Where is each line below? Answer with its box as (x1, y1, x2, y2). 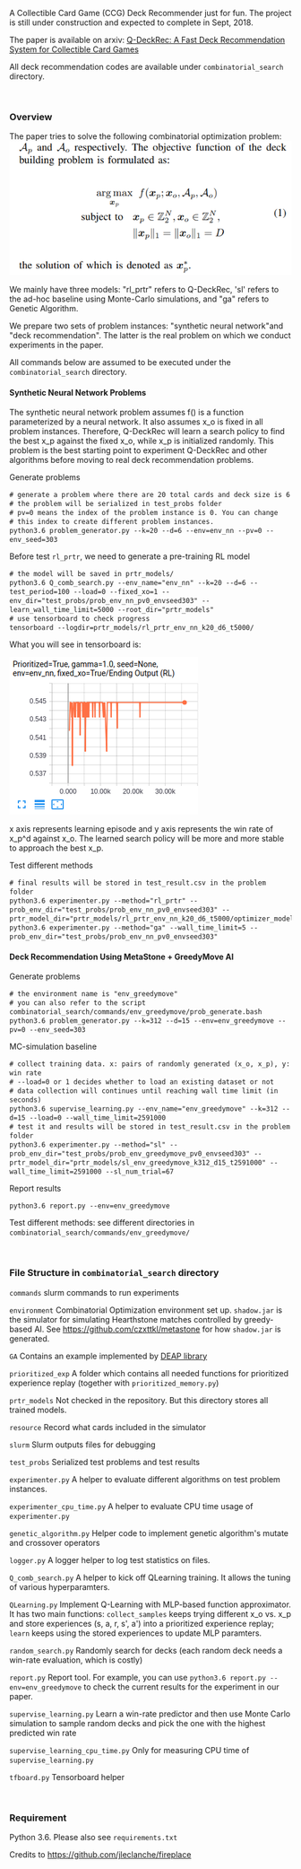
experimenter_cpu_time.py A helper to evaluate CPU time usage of (9, 1500, 254, 1511)
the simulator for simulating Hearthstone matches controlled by (9, 1314, 243, 1324)
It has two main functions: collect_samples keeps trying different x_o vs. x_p (9, 1608, 291, 1619)
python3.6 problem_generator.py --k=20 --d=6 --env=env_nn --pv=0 (9, 527, 262, 536)
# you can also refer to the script (9, 999, 146, 1008)
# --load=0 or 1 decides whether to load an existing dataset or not (9, 1078, 275, 1087)
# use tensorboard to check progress (9, 615, 150, 624)
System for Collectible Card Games (9, 44, 139, 55)
